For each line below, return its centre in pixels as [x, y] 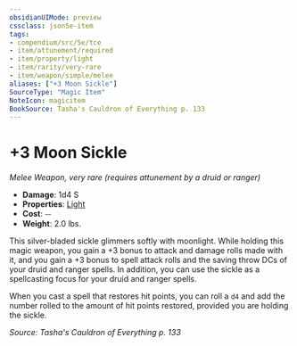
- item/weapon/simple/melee [62, 76]
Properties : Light [54, 204]
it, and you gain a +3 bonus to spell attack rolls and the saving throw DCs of [148, 260]
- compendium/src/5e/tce [55, 42]
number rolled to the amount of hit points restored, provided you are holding [149, 306]
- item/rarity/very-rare [55, 68]
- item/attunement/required [62, 51]
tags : [19, 34]
